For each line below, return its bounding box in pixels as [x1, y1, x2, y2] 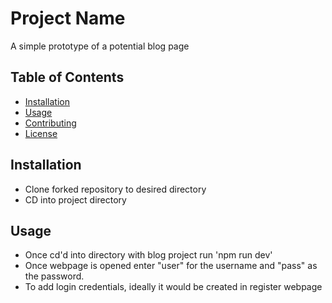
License [24, 127, 58, 139]
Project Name [10, 7, 126, 30]
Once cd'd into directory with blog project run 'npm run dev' [24, 249, 273, 261]
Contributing [24, 117, 77, 129]
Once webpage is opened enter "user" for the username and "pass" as [24, 260, 318, 272]
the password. [24, 270, 85, 282]
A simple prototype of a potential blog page [10, 40, 190, 52]
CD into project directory [24, 193, 127, 206]
